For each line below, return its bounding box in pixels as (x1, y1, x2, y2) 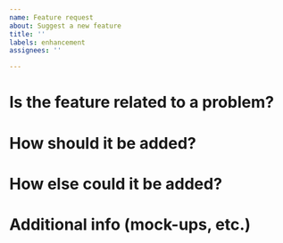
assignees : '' (9, 46, 62, 55)
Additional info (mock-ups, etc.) (9, 215, 252, 234)
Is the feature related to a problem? (9, 93, 275, 112)
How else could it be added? (9, 174, 223, 194)
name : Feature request (9, 12, 94, 22)
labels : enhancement (9, 37, 87, 47)
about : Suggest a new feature (9, 21, 122, 30)
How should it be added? (9, 133, 196, 153)
